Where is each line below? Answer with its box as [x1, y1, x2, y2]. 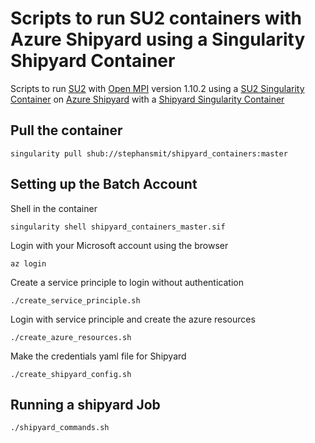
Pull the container [10, 122, 123, 139]
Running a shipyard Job [10, 396, 161, 413]
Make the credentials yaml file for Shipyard [10, 350, 187, 362]
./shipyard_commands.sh [10, 423, 110, 433]
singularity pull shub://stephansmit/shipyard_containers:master [10, 148, 288, 159]
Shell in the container [10, 202, 98, 214]
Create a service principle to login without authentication [10, 276, 244, 288]
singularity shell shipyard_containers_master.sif [10, 222, 226, 232]
